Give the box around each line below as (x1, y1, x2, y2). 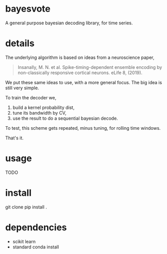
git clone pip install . (5, 204, 47, 210)
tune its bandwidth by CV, (12, 110, 67, 116)
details (5, 38, 34, 49)
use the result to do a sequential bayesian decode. (12, 115, 118, 121)
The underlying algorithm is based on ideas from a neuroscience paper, (5, 54, 154, 60)
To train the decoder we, (5, 94, 57, 100)
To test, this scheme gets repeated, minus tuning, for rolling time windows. (5, 125, 161, 131)
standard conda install (12, 244, 59, 250)
